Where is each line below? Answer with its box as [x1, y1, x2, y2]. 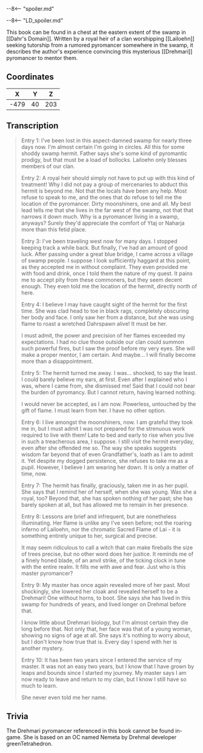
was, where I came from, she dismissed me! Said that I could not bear [21, 382, 196, 390]
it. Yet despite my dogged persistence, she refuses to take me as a [21, 457, 188, 464]
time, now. [21, 469, 47, 477]
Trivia [6, 711, 28, 721]
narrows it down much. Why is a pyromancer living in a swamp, [21, 213, 179, 220]
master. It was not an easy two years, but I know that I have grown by [21, 663, 195, 670]
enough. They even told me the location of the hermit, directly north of [21, 282, 198, 290]
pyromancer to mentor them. [6, 55, 78, 61]
